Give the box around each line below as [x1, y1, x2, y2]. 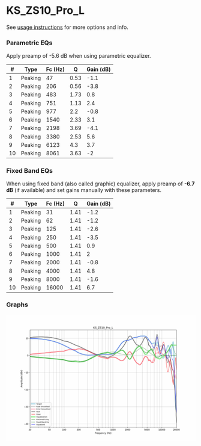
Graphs [6, 300, 28, 309]
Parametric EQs [6, 39, 53, 47]
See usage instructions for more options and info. [6, 23, 129, 31]
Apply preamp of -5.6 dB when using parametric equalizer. [6, 52, 151, 60]
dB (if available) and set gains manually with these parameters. [6, 187, 162, 194]
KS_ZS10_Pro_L [6, 4, 85, 17]
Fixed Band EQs [6, 166, 53, 175]
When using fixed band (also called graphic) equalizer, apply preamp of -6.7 [6, 180, 195, 187]
